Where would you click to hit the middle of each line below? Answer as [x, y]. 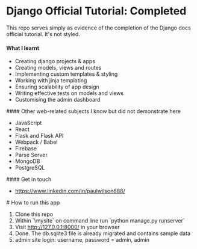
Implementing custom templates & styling [66, 74]
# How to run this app [33, 203]
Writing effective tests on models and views [69, 93]
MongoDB [27, 161]
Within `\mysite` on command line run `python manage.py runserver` [100, 221]
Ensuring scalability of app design [57, 87]
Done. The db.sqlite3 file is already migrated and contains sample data [103, 233]
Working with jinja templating [51, 81]
